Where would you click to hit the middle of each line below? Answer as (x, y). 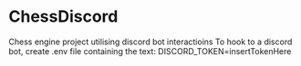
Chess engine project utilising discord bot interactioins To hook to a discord (150, 42)
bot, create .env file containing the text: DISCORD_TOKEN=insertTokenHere (150, 51)
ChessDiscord (63, 17)
